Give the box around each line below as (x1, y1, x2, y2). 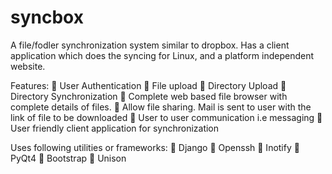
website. (10, 60, 46, 72)
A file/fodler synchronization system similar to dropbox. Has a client (10, 39, 290, 51)
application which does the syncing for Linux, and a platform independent (10, 49, 315, 61)
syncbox (10, 6, 84, 29)
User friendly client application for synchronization (10, 122, 220, 134)
